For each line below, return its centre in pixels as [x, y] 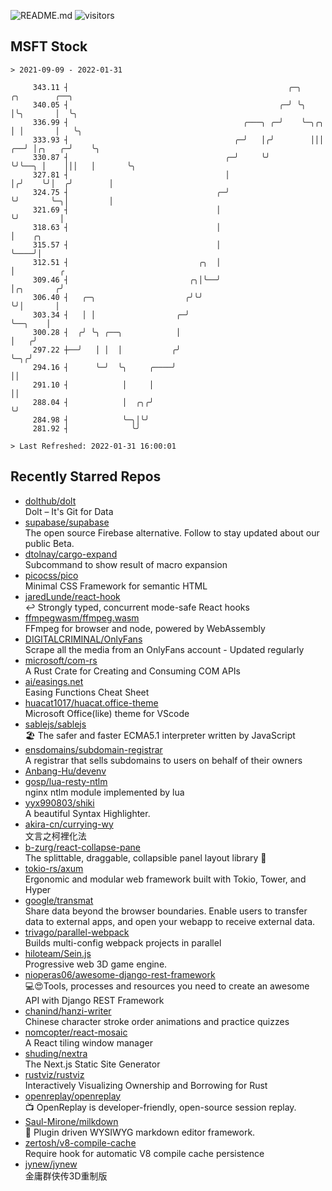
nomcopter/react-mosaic [76, 1032]
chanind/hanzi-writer [68, 1011]
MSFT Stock [49, 46]
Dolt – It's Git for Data [69, 511]
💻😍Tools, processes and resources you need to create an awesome [167, 986]
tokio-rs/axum [54, 868]
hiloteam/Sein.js [58, 953]
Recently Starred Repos [86, 476]
